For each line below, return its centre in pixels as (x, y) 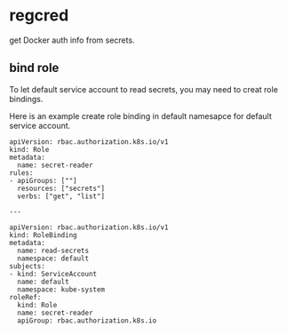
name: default (43, 282)
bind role (34, 68)
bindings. (26, 99)
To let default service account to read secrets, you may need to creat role (143, 89)
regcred (39, 16)
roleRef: (25, 297)
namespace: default (53, 258)
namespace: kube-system (61, 290)
